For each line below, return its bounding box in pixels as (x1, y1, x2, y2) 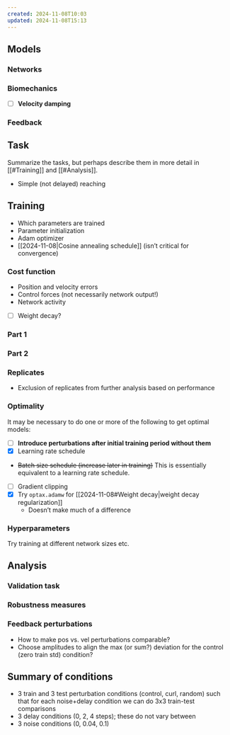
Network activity (17, 298, 66, 307)
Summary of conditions (7, 671, 113, 683)
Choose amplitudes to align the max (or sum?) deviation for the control (17, 642, 224, 651)
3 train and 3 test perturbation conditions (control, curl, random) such (17, 690, 221, 698)
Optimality (7, 401, 45, 411)
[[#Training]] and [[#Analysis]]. (7, 166, 98, 174)
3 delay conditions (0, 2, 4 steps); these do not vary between (17, 712, 196, 721)
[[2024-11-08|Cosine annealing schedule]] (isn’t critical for (17, 241, 190, 250)
